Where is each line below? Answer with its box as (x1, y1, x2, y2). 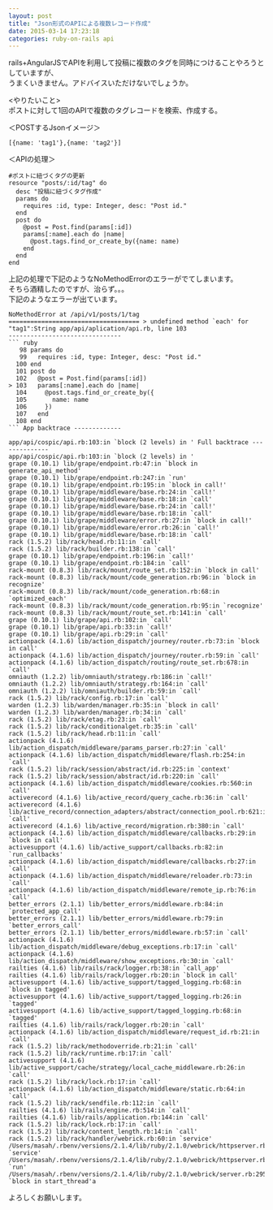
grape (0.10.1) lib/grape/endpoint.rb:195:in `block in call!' (8, 481, 227, 490)
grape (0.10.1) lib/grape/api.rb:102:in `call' (8, 616, 173, 624)
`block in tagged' (8, 986, 71, 994)
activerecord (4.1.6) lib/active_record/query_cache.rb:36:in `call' (8, 793, 249, 802)
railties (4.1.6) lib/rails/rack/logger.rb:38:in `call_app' (8, 964, 220, 973)
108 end (15, 417, 42, 426)
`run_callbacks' (8, 850, 63, 859)
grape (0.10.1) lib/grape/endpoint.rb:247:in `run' (8, 474, 187, 482)
